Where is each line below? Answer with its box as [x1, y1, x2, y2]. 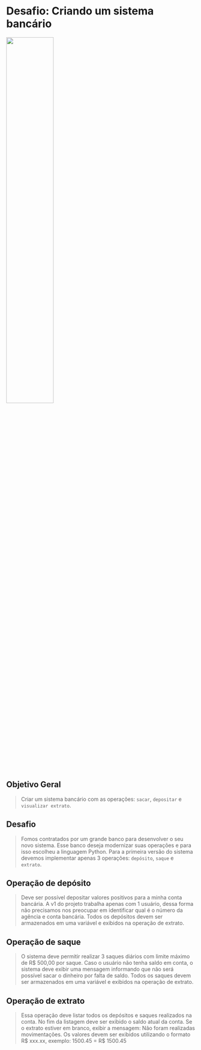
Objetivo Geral [6, 779, 61, 790]
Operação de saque [6, 937, 81, 947]
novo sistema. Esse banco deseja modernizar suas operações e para [20, 842, 192, 849]
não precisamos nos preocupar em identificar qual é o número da [20, 907, 183, 914]
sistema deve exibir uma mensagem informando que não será [20, 965, 174, 973]
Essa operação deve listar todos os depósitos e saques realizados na [20, 1012, 192, 1019]
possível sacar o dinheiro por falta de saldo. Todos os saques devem [20, 972, 191, 979]
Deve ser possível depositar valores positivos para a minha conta [20, 894, 182, 901]
